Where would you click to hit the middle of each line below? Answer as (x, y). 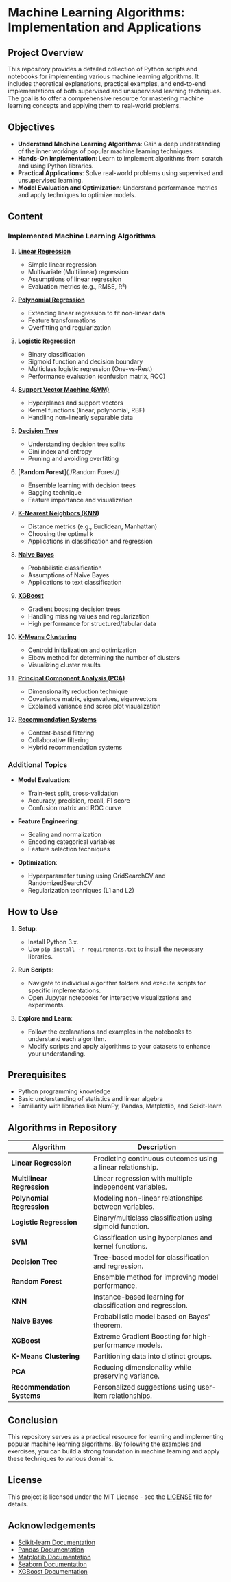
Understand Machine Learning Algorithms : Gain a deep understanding (119, 144)
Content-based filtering (61, 733)
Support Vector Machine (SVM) (63, 389)
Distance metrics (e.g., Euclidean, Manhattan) (93, 526)
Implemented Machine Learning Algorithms (82, 236)
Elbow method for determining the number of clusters (104, 657)
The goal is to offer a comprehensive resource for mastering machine (106, 98)
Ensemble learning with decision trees (82, 485)
